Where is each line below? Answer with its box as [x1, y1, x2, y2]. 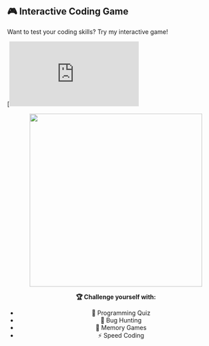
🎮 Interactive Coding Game [7, 6, 129, 17]
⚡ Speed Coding [97, 331, 145, 339]
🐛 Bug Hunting [100, 316, 142, 324]
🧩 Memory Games [95, 323, 147, 331]
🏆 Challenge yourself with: [75, 293, 157, 301]
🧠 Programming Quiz [91, 309, 150, 317]
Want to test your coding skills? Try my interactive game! [7, 27, 168, 36]
